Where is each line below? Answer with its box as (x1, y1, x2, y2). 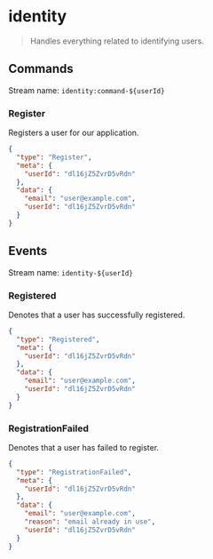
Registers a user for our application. (8, 127, 139, 139)
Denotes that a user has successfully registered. (8, 309, 185, 320)
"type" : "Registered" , (16, 335, 100, 344)
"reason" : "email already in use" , (24, 517, 156, 526)
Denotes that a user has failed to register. (8, 442, 160, 452)
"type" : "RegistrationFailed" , (16, 467, 132, 476)
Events (8, 244, 48, 259)
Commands (8, 61, 75, 76)
